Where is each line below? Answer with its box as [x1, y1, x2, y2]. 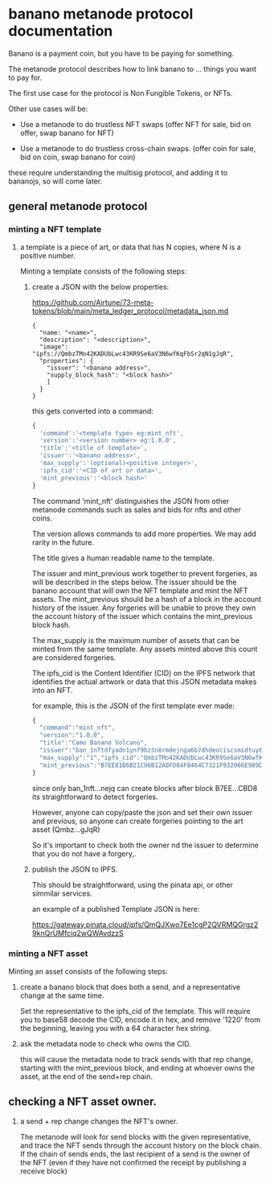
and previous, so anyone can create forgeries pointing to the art [31, 816, 243, 826]
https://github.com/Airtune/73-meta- [31, 297, 154, 307]
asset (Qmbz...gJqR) [31, 824, 100, 834]
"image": [39, 343, 69, 351]
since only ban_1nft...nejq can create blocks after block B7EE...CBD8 [31, 783, 258, 793]
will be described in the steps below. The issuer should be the [31, 577, 237, 587]
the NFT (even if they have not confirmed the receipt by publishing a [19, 1157, 247, 1167]
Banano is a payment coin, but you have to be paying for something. [8, 48, 235, 58]
